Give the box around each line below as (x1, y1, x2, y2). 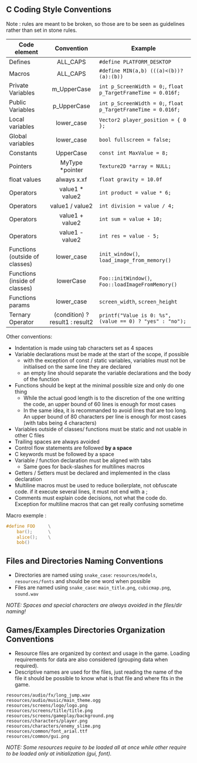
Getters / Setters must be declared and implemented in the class (14, 469, 171, 476)
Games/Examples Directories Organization (6, 625, 165, 635)
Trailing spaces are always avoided (14, 438, 100, 445)
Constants (9, 149, 38, 157)
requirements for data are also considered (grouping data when (14, 655, 168, 663)
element (14, 48, 38, 56)
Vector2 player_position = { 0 (98, 116, 186, 123)
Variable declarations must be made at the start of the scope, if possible (14, 350, 189, 357)
